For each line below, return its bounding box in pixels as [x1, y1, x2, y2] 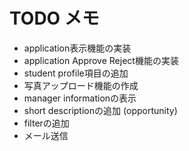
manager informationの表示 [23, 92, 137, 104]
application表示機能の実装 [23, 42, 132, 54]
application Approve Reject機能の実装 [23, 54, 179, 66]
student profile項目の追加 [23, 67, 129, 79]
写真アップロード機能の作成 [23, 79, 139, 91]
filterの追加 [23, 117, 70, 129]
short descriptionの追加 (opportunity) [23, 104, 178, 116]
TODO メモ [9, 7, 100, 30]
